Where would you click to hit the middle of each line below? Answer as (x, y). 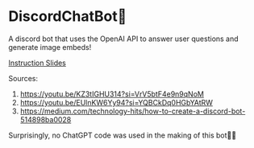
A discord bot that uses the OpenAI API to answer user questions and (124, 39)
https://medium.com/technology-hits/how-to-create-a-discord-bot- (133, 111)
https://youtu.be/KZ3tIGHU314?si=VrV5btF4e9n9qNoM (112, 94)
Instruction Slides (37, 63)
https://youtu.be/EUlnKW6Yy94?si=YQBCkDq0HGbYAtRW (117, 102)
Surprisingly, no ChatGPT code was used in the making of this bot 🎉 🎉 (122, 135)
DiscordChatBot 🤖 (68, 16)
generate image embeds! (50, 47)
